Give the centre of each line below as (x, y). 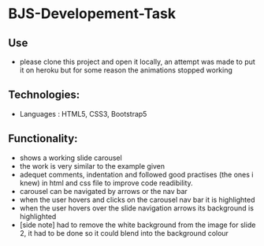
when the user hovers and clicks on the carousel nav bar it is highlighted (137, 199)
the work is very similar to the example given (92, 166)
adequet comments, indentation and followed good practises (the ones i (136, 174)
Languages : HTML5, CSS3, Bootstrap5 (83, 114)
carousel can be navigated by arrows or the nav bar (103, 191)
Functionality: (43, 139)
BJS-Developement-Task (92, 14)
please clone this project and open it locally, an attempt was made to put (138, 61)
